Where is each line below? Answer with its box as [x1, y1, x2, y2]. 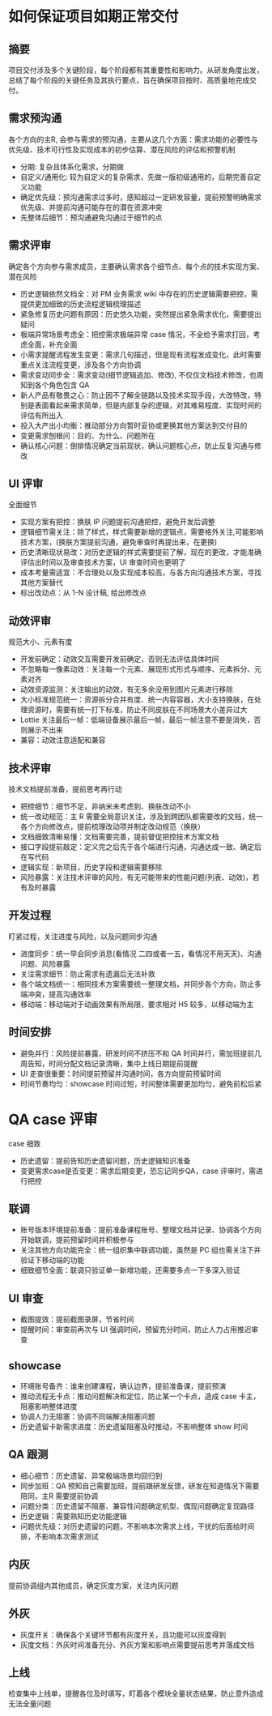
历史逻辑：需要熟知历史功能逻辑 [19, 1511, 127, 1521]
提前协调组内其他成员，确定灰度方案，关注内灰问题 [8, 1581, 179, 1590]
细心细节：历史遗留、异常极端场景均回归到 [19, 1471, 163, 1480]
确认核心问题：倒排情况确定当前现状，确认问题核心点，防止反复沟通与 [19, 441, 255, 450]
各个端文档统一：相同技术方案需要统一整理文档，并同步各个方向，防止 [19, 979, 255, 988]
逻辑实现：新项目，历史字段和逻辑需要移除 [19, 862, 163, 872]
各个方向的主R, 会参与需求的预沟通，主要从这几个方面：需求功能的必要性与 [8, 134, 258, 144]
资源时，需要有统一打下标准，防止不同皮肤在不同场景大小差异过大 [27, 705, 248, 715]
